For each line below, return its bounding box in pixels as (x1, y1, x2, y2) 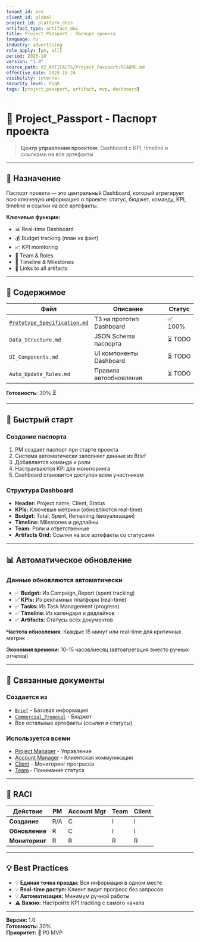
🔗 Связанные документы (6, 675, 105, 685)
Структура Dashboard (6, 486, 73, 495)
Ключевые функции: (6, 213, 61, 220)
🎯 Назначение (6, 173, 61, 184)
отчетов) (6, 652, 29, 660)
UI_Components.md (9, 354, 58, 360)
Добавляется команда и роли (14, 459, 91, 466)
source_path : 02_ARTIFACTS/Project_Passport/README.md (6, 64, 145, 70)
